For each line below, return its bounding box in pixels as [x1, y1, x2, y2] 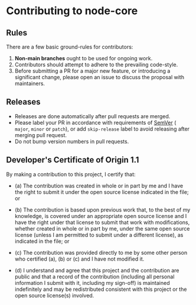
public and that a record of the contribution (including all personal [14, 273, 175, 280]
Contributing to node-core [6, 4, 138, 18]
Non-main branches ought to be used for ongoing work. [14, 55, 153, 61]
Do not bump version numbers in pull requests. [14, 138, 129, 145]
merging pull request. [14, 131, 67, 138]
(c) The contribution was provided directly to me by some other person [14, 249, 188, 256]
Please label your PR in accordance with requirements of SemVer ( [14, 119, 177, 126]
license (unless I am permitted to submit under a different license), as [14, 231, 184, 238]
